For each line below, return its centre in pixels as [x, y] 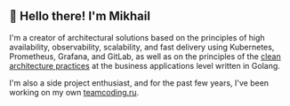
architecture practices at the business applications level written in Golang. [145, 65]
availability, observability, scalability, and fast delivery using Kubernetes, [142, 47]
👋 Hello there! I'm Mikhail [80, 16]
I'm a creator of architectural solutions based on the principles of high [137, 37]
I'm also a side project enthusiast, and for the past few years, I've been [139, 83]
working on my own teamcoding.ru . [74, 92]
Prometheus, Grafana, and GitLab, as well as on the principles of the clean [145, 56]
